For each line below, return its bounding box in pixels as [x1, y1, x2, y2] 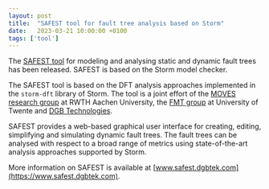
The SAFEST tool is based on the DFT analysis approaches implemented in [8, 80, 256, 90]
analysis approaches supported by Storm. [8, 147, 147, 157]
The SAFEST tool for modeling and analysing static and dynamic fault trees [8, 56, 257, 66]
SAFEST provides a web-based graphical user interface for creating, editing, [8, 121, 262, 131]
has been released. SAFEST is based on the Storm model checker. [8, 65, 228, 75]
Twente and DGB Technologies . [8, 106, 113, 116]
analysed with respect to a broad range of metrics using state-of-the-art [8, 138, 248, 149]
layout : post [8, 11, 52, 20]
